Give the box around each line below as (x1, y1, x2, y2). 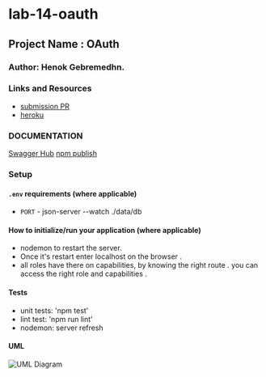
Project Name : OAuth (8, 37, 120, 51)
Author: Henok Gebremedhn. (8, 61, 125, 73)
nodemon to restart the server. (19, 244, 123, 253)
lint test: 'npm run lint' (19, 314, 93, 324)
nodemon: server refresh (19, 323, 103, 333)
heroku (19, 110, 44, 120)
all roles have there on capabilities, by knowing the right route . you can (19, 261, 259, 270)
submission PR (19, 101, 70, 111)
